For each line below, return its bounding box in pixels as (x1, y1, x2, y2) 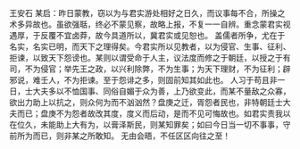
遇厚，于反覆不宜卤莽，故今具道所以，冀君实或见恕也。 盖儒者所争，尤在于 (9, 30, 286, 40)
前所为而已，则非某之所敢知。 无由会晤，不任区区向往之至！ (9, 130, 230, 141)
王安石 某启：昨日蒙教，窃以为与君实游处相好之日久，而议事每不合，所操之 (9, 8, 286, 18)
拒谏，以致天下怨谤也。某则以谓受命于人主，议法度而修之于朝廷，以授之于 (9, 53, 283, 62)
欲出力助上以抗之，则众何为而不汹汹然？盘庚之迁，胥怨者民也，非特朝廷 (9, 97, 275, 107)
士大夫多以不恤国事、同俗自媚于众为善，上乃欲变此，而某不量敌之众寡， (24, 86, 291, 96)
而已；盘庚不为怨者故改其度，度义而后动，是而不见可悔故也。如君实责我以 (16, 108, 291, 119)
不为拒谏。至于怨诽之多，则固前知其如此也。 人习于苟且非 (63, 75, 278, 85)
